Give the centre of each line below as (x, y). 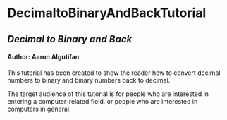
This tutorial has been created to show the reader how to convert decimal (114, 73)
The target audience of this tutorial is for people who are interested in (108, 94)
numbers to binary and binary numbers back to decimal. (89, 80)
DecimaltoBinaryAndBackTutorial (107, 13)
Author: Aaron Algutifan (43, 57)
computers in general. (39, 109)
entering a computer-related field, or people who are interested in (103, 101)
